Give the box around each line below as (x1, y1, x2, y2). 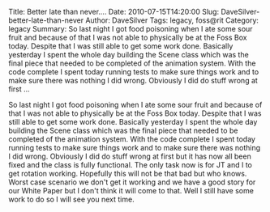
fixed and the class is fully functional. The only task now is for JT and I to (8, 160, 253, 169)
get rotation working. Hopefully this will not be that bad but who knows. (8, 169, 247, 178)
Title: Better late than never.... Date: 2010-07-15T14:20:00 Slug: (8, 7, 220, 16)
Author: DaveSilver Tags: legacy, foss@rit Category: (84, 15, 259, 25)
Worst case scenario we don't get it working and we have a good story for (8, 177, 256, 187)
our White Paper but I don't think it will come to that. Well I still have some (8, 186, 254, 195)
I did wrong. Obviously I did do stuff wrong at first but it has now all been (8, 151, 251, 161)
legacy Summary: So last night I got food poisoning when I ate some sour (8, 24, 253, 33)
